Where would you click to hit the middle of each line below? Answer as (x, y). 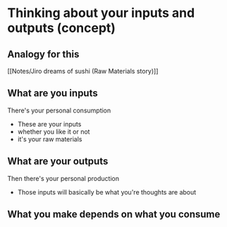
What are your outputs (58, 162)
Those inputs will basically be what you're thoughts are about (107, 192)
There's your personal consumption (59, 110)
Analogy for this (43, 54)
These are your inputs (49, 124)
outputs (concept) (62, 28)
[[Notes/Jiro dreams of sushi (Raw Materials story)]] (83, 71)
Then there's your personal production (63, 178)
